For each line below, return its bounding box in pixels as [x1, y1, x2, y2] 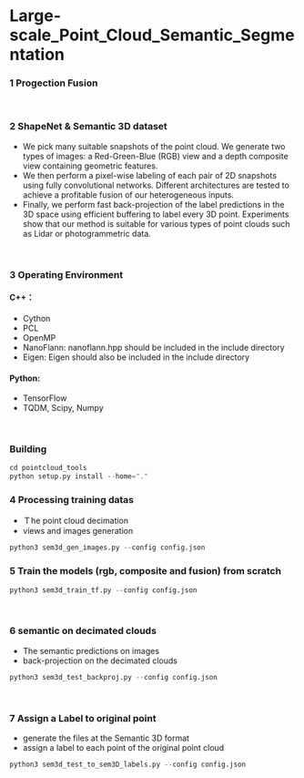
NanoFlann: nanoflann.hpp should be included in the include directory [22, 342, 285, 353]
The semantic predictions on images [22, 645, 160, 656]
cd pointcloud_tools [9, 464, 88, 473]
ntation [9, 45, 66, 65]
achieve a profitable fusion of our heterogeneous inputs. [22, 189, 235, 200]
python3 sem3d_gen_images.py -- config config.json [9, 543, 206, 552]
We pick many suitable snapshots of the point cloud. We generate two [22, 140, 286, 151]
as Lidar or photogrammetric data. [22, 228, 152, 239]
